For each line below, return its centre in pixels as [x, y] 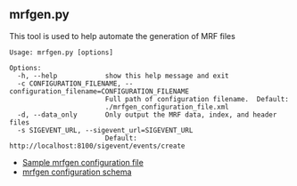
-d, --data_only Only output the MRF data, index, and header [147, 115]
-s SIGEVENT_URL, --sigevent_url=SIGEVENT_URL [105, 130]
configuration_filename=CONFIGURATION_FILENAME [99, 91]
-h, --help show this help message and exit [123, 76]
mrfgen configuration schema [77, 172]
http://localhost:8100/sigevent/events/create [97, 146]
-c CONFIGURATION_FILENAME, [70, 84]
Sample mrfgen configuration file [83, 162]
